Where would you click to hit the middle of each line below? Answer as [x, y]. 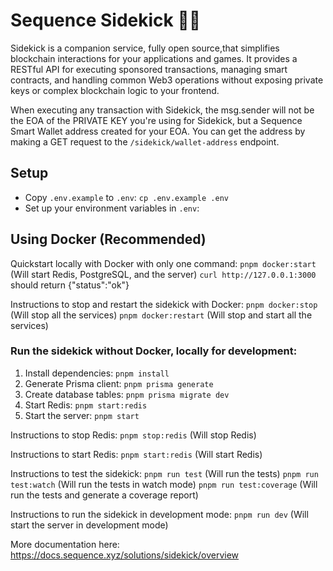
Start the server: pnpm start [82, 415]
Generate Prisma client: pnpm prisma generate [119, 383]
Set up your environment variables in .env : [112, 208]
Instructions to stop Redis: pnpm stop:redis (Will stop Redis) [133, 435]
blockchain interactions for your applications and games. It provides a [154, 58]
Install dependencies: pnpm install [97, 373]
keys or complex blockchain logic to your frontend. [115, 90]
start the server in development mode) [89, 525]
